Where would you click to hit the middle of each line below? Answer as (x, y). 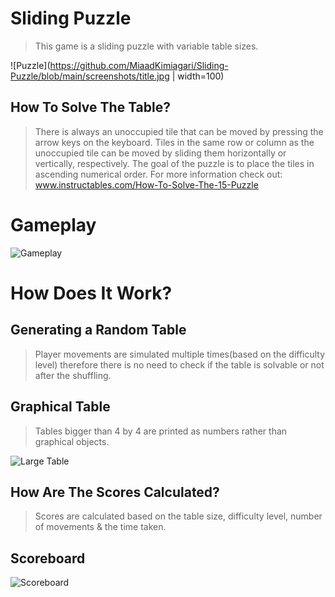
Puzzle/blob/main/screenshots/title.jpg (90, 76)
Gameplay (53, 224)
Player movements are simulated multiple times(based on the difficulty (180, 354)
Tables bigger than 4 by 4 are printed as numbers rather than (161, 431)
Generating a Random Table (98, 330)
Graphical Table (60, 407)
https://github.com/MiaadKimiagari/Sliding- (139, 65)
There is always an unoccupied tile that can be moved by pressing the (179, 131)
